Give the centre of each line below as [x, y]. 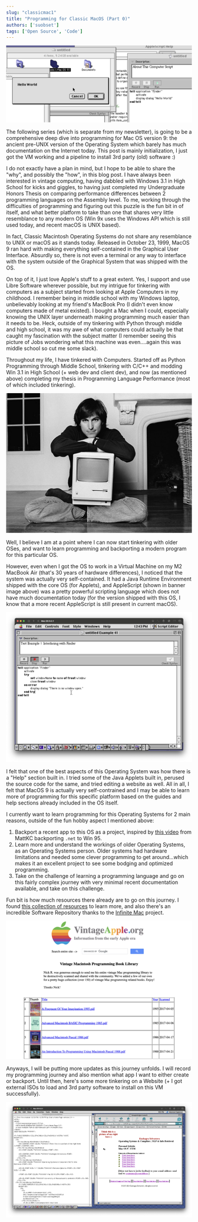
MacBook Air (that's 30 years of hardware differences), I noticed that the [94, 573]
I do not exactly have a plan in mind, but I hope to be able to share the [91, 168]
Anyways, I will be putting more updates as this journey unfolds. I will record [98, 1068]
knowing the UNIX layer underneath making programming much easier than [98, 317]
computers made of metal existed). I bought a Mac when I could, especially [98, 311]
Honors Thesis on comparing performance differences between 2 [86, 194]
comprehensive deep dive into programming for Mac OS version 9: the [92, 138]
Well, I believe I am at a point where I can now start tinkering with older [92, 542]
